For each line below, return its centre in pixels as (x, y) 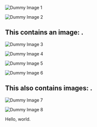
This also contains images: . (49, 88)
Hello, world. (18, 119)
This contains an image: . (44, 33)
